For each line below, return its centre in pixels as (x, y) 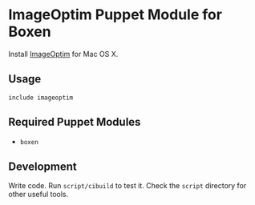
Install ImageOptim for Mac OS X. (63, 54)
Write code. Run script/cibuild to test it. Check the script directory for (127, 186)
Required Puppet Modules (75, 122)
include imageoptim (41, 98)
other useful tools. (38, 195)
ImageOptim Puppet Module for (115, 15)
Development (43, 166)
